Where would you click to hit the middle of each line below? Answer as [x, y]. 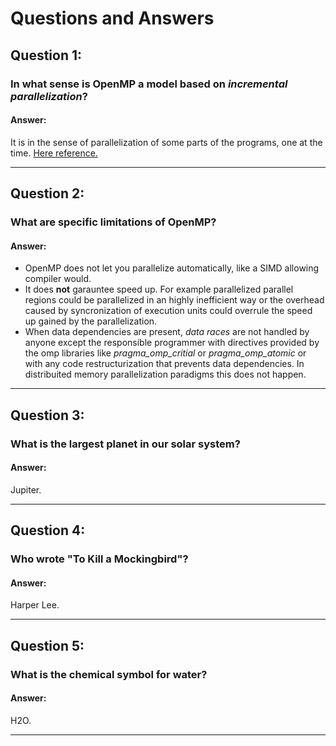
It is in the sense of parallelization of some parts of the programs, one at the [166, 142]
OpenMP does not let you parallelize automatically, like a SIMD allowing [172, 268]
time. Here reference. [54, 153]
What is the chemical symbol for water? [109, 674]
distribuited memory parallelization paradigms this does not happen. [165, 374]
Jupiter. [26, 489]
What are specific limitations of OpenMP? [113, 222]
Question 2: [47, 193]
